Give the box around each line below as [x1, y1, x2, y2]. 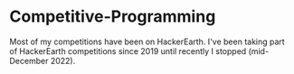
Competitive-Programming [9, 6, 216, 27]
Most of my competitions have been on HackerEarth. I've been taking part [9, 36, 285, 47]
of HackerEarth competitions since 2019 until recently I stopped [9, 45, 247, 56]
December [9, 55, 49, 66]
